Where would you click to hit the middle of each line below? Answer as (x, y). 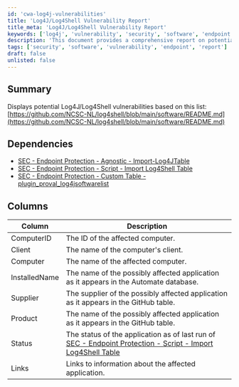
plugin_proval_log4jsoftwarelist (63, 184)
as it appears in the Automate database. (132, 282)
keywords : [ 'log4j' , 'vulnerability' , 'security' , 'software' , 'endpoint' (121, 34)
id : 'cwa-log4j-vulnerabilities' (57, 14)
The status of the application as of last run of (140, 334)
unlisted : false (31, 61)
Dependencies (40, 144)
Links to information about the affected (131, 364)
